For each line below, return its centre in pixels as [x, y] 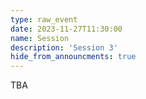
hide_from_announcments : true [73, 57]
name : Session [40, 38]
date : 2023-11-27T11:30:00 [66, 29]
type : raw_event [44, 19]
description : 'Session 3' [64, 47]
